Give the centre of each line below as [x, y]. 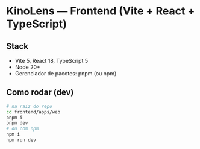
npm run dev [21, 140]
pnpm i [14, 118]
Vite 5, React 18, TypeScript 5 [52, 61]
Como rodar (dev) [40, 93]
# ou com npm [23, 129]
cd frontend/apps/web [33, 112]
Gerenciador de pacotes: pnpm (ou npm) [66, 73]
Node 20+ [28, 67]
